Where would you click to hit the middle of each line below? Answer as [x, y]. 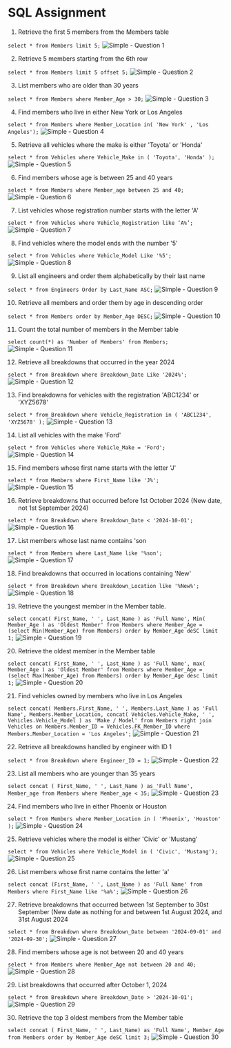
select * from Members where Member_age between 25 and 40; [96, 190]
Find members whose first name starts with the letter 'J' [97, 468]
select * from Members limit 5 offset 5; [68, 72]
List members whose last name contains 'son [82, 540]
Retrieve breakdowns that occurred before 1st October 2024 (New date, [120, 500]
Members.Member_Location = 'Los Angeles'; [70, 734]
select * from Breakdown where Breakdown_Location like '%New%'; [103, 586]
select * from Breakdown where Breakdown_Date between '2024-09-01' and [114, 932]
